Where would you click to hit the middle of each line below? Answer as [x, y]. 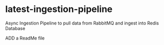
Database [15, 28]
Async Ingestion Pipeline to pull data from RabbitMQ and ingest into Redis [82, 23]
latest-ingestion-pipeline [59, 9]
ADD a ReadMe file [25, 38]
